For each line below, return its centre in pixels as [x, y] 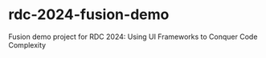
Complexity [27, 44]
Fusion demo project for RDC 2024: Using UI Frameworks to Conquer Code [133, 37]
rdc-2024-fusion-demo [89, 15]
